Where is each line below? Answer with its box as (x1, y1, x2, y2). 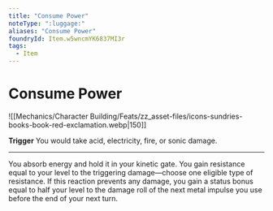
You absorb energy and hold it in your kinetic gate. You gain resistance (8, 159, 245, 169)
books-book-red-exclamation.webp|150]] (8, 119, 147, 130)
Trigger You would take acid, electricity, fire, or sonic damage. (8, 136, 218, 145)
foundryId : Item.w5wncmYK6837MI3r (8, 34, 126, 43)
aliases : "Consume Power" (8, 27, 96, 35)
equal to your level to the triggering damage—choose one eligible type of (8, 167, 253, 177)
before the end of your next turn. (8, 193, 119, 203)
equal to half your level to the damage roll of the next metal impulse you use (8, 184, 262, 195)
